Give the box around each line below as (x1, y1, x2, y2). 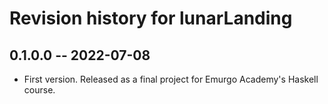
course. (23, 84, 56, 96)
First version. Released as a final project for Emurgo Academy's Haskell (23, 73, 319, 85)
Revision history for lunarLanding (9, 7, 293, 30)
